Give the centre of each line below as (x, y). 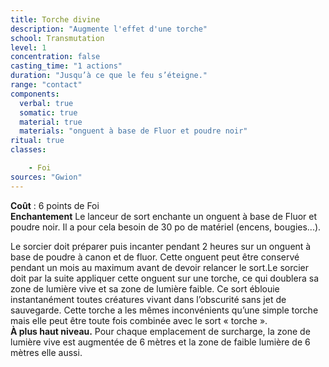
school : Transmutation (57, 38)
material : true (51, 122)
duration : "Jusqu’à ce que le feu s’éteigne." (109, 76)
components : (35, 94)
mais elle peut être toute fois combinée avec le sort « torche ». (139, 320)
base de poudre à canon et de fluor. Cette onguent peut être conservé (155, 257)
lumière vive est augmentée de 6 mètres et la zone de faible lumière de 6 (160, 342)
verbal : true (46, 103)
